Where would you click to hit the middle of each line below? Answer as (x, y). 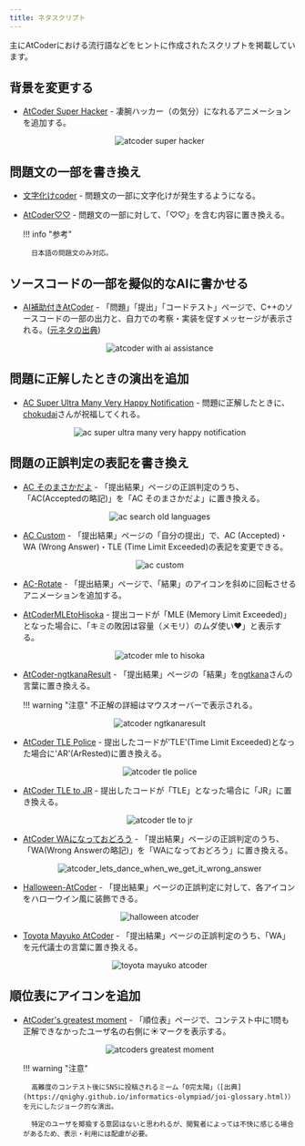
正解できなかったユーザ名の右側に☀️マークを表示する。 (127, 1031)
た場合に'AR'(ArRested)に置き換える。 (94, 753)
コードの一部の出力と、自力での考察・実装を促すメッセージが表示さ (166, 319)
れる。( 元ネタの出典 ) (62, 330)
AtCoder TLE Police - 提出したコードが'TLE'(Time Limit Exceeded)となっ (159, 742)
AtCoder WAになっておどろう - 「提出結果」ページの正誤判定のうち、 (153, 838)
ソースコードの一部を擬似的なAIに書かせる (129, 283)
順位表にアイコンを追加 (75, 996)
